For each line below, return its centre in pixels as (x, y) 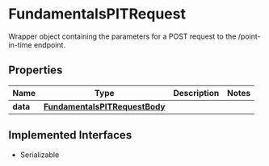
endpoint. (50, 44)
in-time (20, 44)
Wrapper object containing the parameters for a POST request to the (122, 36)
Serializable (40, 155)
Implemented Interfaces (70, 135)
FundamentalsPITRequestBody (104, 106)
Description (196, 93)
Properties (36, 71)
